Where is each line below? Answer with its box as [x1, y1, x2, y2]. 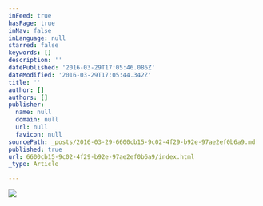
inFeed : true [8, 11, 52, 20]
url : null [15, 123, 48, 131]
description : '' [8, 57, 62, 65]
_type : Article [8, 160, 59, 168]
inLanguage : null [8, 34, 66, 42]
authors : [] [8, 93, 48, 101]
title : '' [8, 78, 42, 86]
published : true [8, 145, 62, 153]
